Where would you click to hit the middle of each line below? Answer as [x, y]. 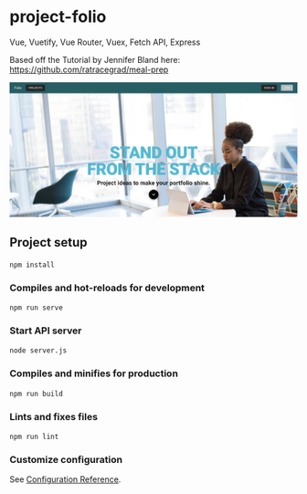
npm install [32, 265]
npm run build [37, 394]
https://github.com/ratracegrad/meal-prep [89, 69]
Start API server [46, 331]
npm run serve [37, 308]
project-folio [58, 17]
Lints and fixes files [54, 416]
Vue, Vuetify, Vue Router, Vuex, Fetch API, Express [105, 42]
